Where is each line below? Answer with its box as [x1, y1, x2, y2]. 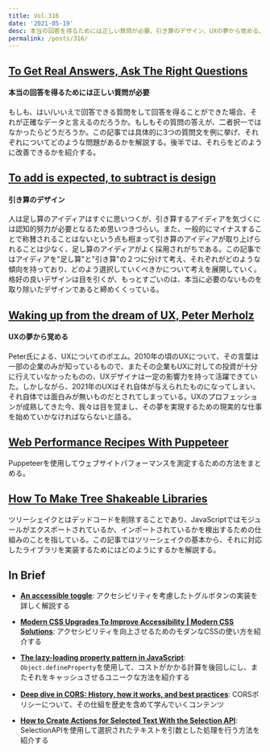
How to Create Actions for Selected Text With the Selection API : [19, 716, 238, 725]
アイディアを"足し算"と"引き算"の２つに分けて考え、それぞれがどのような [15, 255, 261, 264]
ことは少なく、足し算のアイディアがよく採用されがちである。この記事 [22, 244, 255, 254]
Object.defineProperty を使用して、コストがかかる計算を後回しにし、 [19, 663, 251, 672]
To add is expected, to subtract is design [8, 171, 216, 185]
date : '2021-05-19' [8, 19, 74, 27]
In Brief [8, 569, 46, 583]
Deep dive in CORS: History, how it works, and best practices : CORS [19, 690, 252, 700]
